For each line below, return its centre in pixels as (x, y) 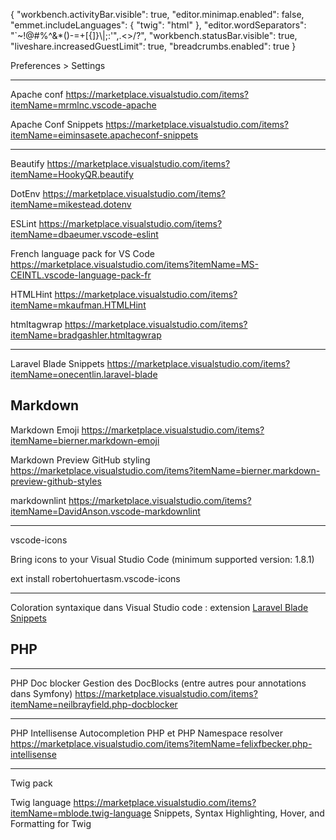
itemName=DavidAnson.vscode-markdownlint (105, 511)
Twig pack (31, 783)
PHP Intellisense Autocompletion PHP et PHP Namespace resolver (146, 733)
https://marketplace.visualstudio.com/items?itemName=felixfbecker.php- (161, 743)
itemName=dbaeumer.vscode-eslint (84, 234)
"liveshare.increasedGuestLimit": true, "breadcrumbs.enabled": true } (153, 46)
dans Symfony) (41, 693)
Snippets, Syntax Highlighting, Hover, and (239, 813)
